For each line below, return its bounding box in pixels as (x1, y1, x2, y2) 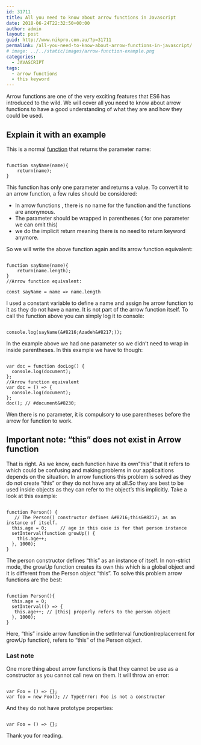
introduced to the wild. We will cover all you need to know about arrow (6, 99, 181, 106)
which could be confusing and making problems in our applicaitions (6, 466, 175, 474)
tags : (6, 65, 20, 71)
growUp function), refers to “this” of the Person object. (6, 636, 143, 644)
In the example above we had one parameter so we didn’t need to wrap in (6, 339, 189, 347)
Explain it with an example (6, 129, 107, 139)
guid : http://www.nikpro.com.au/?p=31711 (6, 37, 112, 43)
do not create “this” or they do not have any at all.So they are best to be (6, 479, 184, 487)
